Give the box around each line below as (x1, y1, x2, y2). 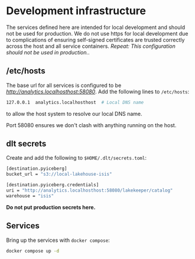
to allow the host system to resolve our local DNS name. (6, 110, 143, 117)
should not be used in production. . (6, 48, 90, 56)
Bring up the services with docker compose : (6, 237, 110, 244)
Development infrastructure (6, 4, 147, 18)
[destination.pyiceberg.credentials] (6, 182, 99, 188)
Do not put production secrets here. (6, 203, 96, 211)
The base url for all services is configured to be (6, 82, 122, 89)
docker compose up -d (6, 248, 60, 254)
